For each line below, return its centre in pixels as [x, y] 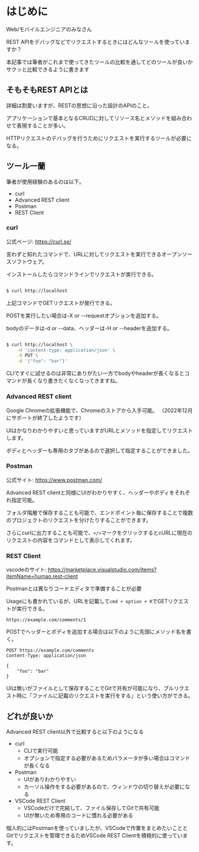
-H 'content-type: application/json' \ [66, 350]
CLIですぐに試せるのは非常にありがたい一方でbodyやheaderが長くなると [95, 373]
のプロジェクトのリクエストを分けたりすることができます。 [79, 520]
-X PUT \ [28, 356]
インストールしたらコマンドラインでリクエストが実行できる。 [82, 274]
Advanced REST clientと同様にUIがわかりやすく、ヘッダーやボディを [91, 492]
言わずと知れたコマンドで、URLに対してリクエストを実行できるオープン [94, 254]
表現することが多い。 [42, 126]
